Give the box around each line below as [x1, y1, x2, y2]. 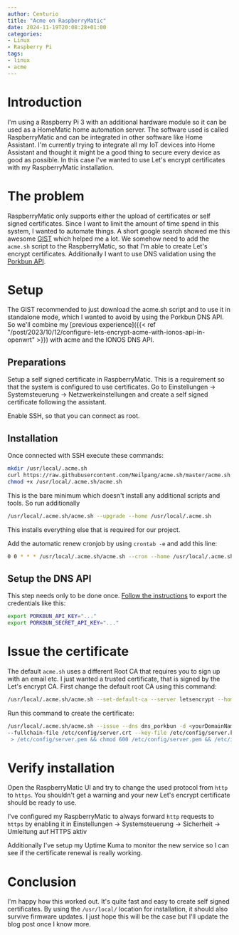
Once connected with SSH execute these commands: [7, 451, 164, 460]
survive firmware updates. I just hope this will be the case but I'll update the [7, 912, 229, 921]
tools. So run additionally [7, 498, 80, 507]
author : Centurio [7, 10, 59, 18]
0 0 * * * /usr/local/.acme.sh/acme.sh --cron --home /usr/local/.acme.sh [7, 553, 234, 560]
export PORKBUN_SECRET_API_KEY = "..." [7, 620, 119, 627]
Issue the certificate [7, 644, 129, 659]
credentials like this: [7, 599, 66, 607]
